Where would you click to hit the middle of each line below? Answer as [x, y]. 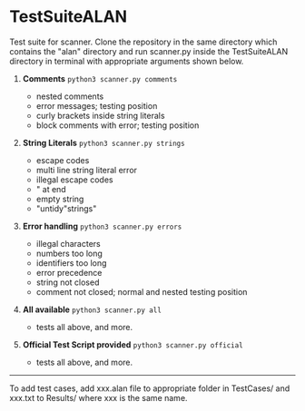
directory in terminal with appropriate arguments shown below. [127, 61]
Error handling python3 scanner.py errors [102, 226]
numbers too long [69, 253]
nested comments [70, 96]
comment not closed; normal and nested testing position [142, 291]
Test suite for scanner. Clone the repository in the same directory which [143, 42]
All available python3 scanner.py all [92, 309]
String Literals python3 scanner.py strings [103, 142]
